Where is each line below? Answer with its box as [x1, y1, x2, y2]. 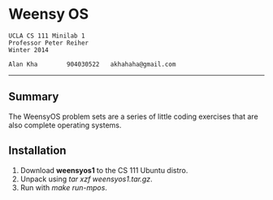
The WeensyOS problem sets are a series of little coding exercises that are [8, 111, 258, 121]
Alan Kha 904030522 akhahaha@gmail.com [8, 60, 176, 68]
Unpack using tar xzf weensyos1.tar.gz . [19, 174, 153, 184]
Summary [8, 90, 59, 104]
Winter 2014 [8, 46, 49, 54]
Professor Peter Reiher [8, 38, 89, 47]
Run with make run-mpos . [19, 182, 108, 192]
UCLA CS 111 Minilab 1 [8, 32, 85, 40]
